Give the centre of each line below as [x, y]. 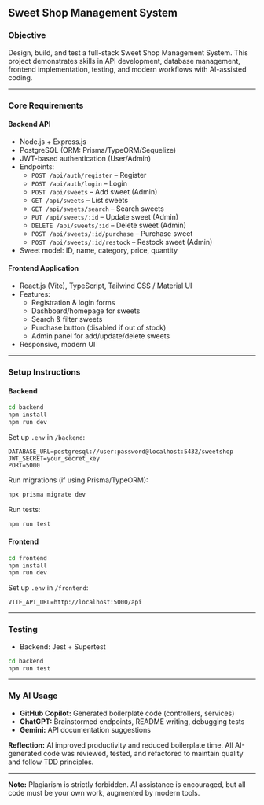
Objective [27, 35]
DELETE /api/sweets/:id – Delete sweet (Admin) [109, 225]
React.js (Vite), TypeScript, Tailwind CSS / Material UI [106, 286]
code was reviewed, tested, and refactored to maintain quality [143, 753]
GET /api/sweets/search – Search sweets [98, 209]
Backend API [29, 124]
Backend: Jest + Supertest [62, 646]
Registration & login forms [73, 303]
